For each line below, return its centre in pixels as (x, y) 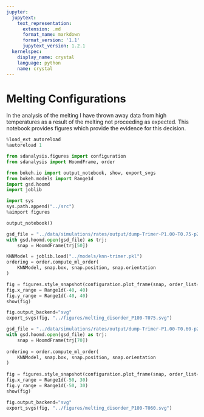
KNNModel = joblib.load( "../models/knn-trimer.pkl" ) (74, 256)
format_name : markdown (51, 35)
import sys (20, 201)
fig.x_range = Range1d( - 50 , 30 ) (47, 380)
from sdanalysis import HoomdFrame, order (61, 162)
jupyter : (17, 12)
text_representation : (44, 23)
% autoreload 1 (24, 145)
